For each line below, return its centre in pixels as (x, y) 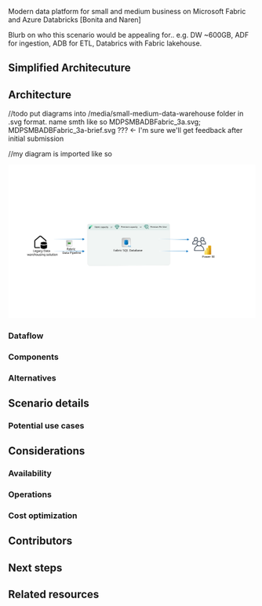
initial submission (36, 139)
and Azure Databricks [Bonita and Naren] (75, 20)
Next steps (35, 568)
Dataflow (26, 336)
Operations (30, 494)
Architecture (40, 95)
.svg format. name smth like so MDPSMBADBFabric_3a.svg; (105, 122)
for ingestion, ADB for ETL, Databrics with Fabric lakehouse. (105, 43)
